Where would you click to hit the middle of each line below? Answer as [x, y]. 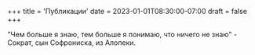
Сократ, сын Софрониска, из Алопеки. [72, 43]
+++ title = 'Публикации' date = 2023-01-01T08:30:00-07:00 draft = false [127, 11]
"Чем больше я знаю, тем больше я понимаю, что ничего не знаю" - [122, 34]
